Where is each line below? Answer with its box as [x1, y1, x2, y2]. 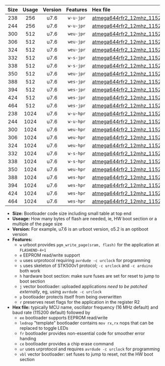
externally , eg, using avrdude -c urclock [19, 289, 102, 294]
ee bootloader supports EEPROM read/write [19, 315, 108, 320]
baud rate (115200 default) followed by [12, 310, 90, 315]
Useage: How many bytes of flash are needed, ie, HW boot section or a [12, 216, 157, 221]
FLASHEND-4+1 [19, 248, 47, 253]
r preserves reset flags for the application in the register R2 [19, 299, 140, 305]
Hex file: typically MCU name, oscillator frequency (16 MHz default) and [12, 304, 159, 310]
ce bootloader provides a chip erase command [19, 341, 114, 346]
